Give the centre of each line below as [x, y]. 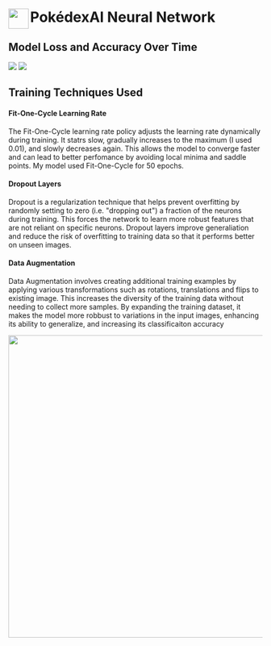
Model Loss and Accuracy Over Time [103, 47]
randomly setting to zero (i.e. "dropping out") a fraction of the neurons [125, 210]
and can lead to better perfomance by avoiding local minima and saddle [127, 156]
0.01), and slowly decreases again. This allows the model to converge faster [134, 148]
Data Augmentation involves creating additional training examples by [122, 281]
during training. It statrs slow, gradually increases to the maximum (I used [130, 140]
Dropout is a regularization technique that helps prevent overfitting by [124, 202]
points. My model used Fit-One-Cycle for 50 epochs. [96, 165]
